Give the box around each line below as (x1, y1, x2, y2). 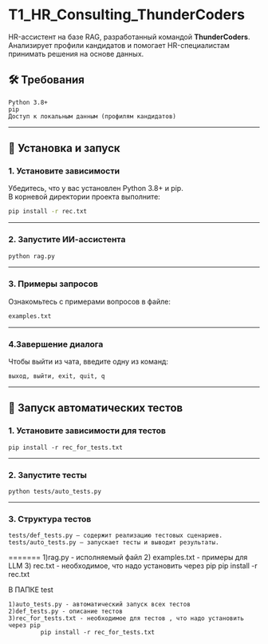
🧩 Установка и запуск (8, 141, 120, 155)
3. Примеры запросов (8, 278, 98, 289)
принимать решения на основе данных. (8, 49, 144, 58)
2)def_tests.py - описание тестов (8, 607, 124, 616)
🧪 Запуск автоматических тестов (8, 401, 183, 415)
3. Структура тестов (8, 513, 92, 524)
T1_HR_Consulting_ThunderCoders (8, 6, 246, 24)
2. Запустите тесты (8, 469, 88, 480)
